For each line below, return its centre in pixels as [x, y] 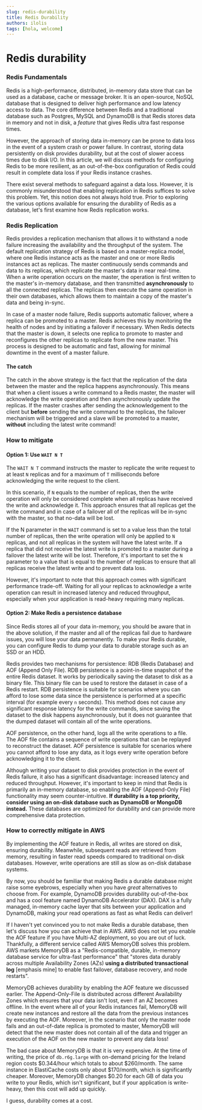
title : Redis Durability [37, 17]
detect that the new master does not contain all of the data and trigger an [97, 1032]
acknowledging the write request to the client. [63, 481]
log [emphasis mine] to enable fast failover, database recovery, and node [97, 969]
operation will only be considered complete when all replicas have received [99, 499]
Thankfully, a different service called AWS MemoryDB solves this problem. [98, 944]
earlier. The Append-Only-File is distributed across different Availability [94, 994]
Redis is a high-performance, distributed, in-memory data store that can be [99, 90]
